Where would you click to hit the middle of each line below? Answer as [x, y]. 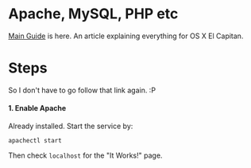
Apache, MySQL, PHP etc [93, 14]
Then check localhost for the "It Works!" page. [85, 155]
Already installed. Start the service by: [71, 126]
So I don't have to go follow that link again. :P [82, 90]
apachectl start [35, 141]
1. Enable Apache [37, 108]
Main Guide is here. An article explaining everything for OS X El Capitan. [126, 36]
